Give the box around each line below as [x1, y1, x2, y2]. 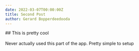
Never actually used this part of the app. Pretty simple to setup [5, 41, 134, 47]
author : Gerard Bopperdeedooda [5, 16, 70, 21]
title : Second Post [5, 12, 46, 17]
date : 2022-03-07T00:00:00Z [5, 7, 64, 12]
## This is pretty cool [5, 30, 49, 36]
